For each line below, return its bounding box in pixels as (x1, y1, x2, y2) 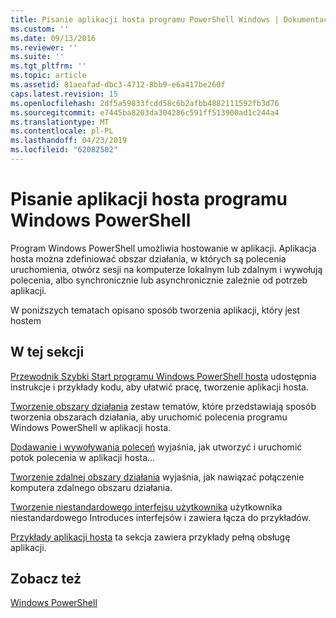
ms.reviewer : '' (10, 42, 78, 53)
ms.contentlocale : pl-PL (10, 126, 114, 136)
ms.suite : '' (10, 52, 65, 62)
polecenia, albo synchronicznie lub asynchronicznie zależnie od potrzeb (10, 274, 308, 286)
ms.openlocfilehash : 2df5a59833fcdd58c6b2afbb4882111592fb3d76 (10, 98, 280, 108)
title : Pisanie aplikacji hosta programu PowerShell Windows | (10, 14, 280, 25)
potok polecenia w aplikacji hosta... (10, 451, 156, 463)
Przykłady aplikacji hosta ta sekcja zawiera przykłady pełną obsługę (10, 531, 291, 543)
